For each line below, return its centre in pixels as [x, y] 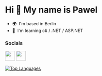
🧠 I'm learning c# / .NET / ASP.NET [48, 30]
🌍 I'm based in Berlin [34, 23]
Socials [14, 43]
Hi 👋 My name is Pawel [51, 10]
